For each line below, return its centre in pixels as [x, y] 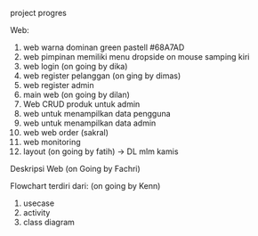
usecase [39, 203]
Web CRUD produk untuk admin [81, 104]
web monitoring [52, 142]
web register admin [58, 85]
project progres [39, 13]
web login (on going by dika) [75, 66]
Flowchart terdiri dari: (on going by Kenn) [85, 186]
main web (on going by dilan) [76, 94]
